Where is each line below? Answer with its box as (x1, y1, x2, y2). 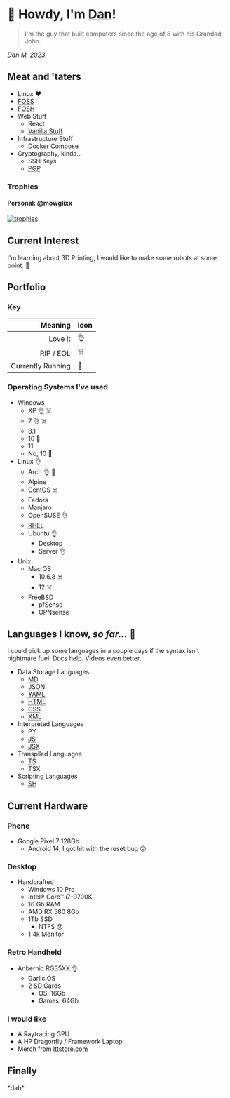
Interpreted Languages (17, 720, 84, 728)
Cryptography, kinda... (17, 149, 83, 157)
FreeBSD (27, 593, 54, 601)
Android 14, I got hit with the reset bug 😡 (27, 845, 147, 853)
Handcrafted (17, 878, 54, 886)
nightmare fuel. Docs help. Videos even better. (7, 654, 142, 662)
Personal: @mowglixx (7, 199, 72, 208)
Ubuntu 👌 (27, 529, 57, 537)
